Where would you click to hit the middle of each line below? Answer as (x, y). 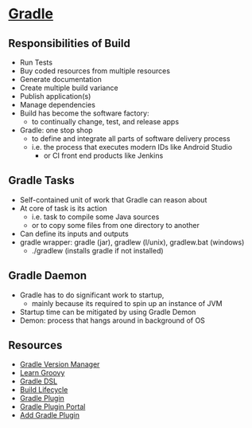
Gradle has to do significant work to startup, (92, 295)
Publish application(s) (55, 96)
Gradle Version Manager (60, 364)
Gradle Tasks (42, 181)
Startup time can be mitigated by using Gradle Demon (108, 312)
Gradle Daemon (48, 276)
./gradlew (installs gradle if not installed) (98, 250)
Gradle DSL (39, 381)
